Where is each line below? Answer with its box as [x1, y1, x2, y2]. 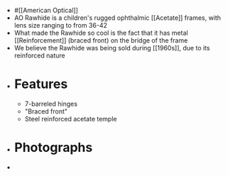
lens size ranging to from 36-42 [13, 21, 108, 29]
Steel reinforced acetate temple [24, 114, 117, 123]
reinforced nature [13, 51, 65, 60]
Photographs [13, 140, 93, 155]
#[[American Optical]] [13, 6, 78, 14]
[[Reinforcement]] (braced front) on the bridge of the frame [13, 36, 188, 45]
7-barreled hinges [24, 99, 78, 108]
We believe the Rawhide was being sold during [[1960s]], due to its [13, 44, 210, 52]
